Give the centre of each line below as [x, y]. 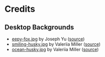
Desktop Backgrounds [39, 27]
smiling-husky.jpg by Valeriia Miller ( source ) [56, 44]
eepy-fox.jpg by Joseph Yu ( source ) [48, 39]
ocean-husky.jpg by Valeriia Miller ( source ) [55, 49]
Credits [20, 9]
